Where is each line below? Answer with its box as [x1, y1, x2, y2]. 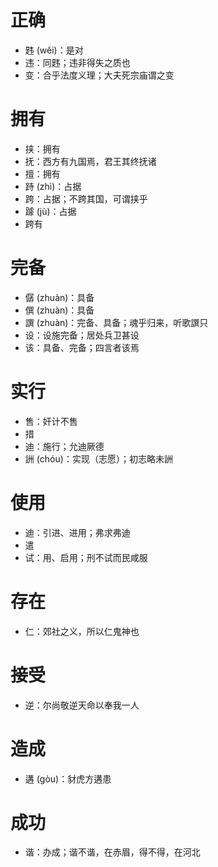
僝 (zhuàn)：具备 [24, 291, 95, 303]
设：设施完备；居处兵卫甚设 [24, 329, 140, 341]
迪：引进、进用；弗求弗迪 [24, 526, 131, 538]
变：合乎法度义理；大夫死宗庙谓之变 [24, 69, 175, 81]
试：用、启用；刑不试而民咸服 [24, 551, 148, 563]
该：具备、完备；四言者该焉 [24, 341, 140, 353]
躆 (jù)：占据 [24, 205, 77, 217]
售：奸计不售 [24, 415, 78, 427]
